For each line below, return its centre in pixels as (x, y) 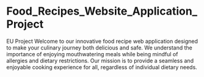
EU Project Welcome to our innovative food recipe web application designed (102, 41)
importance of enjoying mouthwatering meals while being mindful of (92, 54)
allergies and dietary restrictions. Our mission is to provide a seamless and (100, 61)
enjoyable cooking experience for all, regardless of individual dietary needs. (102, 67)
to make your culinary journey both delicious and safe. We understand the (99, 48)
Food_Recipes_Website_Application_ (102, 11)
